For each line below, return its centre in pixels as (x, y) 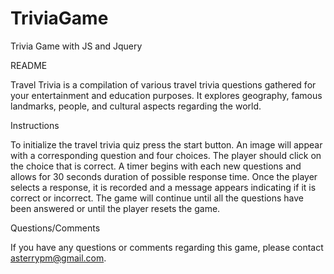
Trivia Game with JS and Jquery (76, 46)
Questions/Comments (55, 228)
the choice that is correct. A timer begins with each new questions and (156, 166)
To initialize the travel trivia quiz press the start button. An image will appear (166, 144)
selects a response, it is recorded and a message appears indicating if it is (163, 187)
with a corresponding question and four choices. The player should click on (166, 155)
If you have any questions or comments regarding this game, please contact (167, 247)
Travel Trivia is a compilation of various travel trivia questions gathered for (163, 84)
